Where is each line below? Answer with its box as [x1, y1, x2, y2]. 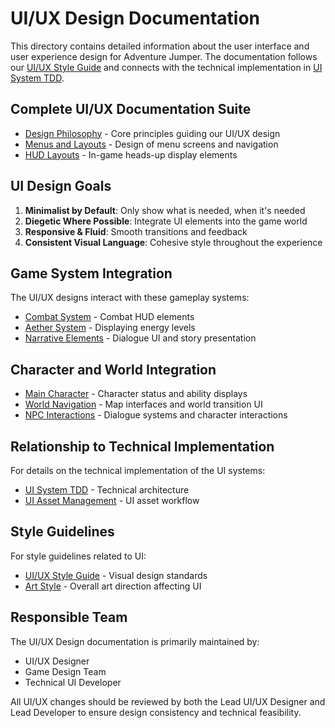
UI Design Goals [10, 178, 112, 195]
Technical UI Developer [24, 676, 122, 688]
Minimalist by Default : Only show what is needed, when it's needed [24, 204, 306, 216]
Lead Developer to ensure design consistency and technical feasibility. [10, 706, 302, 718]
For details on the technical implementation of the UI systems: [10, 465, 266, 476]
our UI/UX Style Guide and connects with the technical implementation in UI [10, 61, 323, 73]
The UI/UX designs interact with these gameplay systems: [10, 292, 250, 304]
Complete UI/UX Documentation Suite [10, 101, 252, 118]
